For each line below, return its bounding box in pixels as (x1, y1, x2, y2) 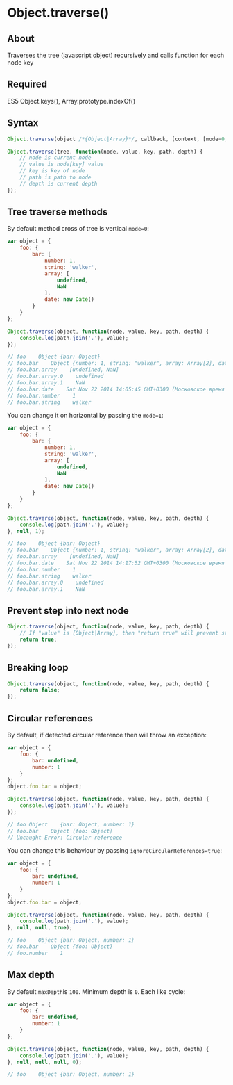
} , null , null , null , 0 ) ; (7, 1059, 82, 1066)
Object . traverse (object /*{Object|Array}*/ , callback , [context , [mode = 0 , (7, 136, 228, 142)
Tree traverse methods (7, 206, 108, 218)
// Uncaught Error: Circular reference (7, 834, 123, 841)
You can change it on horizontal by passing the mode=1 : (7, 411, 164, 420)
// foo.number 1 (7, 949, 64, 956)
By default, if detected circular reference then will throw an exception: (7, 731, 207, 739)
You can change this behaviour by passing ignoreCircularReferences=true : (7, 847, 223, 855)
